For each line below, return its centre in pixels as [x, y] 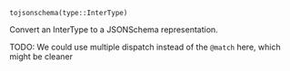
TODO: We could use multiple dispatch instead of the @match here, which [145, 47]
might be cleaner [41, 57]
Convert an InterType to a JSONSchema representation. [114, 30]
